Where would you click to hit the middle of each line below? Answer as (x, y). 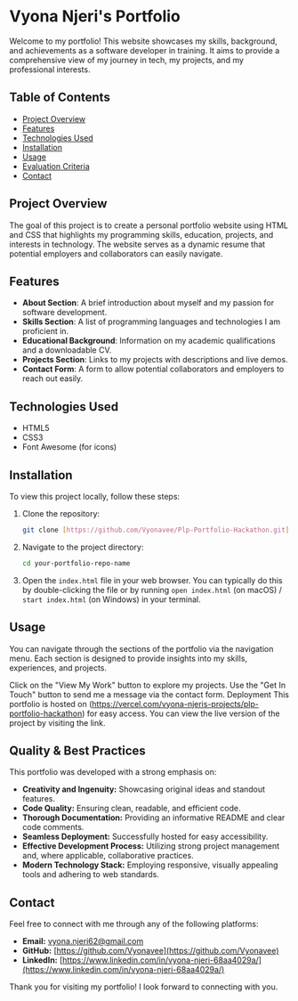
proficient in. (45, 331)
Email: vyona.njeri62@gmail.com (83, 941)
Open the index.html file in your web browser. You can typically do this (152, 580)
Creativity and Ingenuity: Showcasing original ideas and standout (143, 789)
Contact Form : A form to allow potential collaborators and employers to (153, 369)
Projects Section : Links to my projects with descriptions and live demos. (155, 360)
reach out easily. (52, 378)
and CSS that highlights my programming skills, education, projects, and (141, 234)
